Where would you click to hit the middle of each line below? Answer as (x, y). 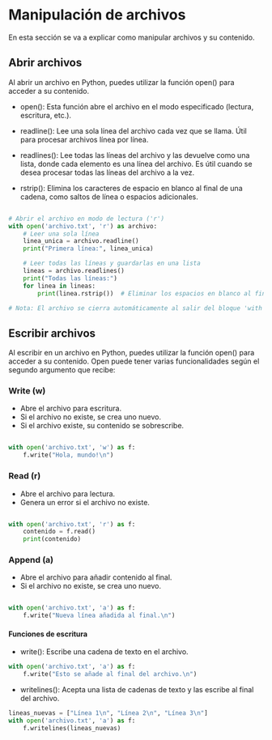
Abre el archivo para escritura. (71, 408)
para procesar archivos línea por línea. (84, 139)
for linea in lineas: (59, 286)
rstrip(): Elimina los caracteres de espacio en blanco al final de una (131, 188)
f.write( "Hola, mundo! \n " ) (68, 455)
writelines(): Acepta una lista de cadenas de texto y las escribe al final (137, 690)
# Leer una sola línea (61, 234)
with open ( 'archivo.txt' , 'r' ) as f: (72, 524)
